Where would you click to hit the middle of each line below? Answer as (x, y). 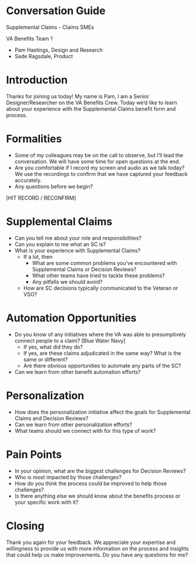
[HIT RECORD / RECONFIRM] (41, 198)
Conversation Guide (56, 11)
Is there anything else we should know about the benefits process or (97, 496)
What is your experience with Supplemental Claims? (77, 250)
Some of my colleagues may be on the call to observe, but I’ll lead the (99, 155)
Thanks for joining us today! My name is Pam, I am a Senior (78, 96)
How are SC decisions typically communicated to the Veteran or (101, 288)
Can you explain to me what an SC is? (60, 244)
